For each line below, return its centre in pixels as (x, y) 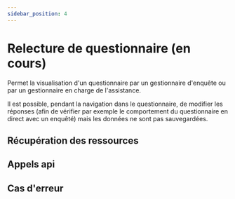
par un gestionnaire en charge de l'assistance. (74, 90)
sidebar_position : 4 (38, 14)
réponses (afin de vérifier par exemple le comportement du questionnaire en (118, 111)
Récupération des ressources (73, 140)
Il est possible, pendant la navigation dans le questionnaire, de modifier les (115, 104)
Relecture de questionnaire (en (99, 48)
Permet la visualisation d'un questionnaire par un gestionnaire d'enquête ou (116, 83)
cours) (27, 63)
